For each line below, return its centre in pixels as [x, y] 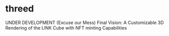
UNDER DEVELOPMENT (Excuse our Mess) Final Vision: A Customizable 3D [84, 22]
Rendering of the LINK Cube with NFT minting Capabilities [66, 27]
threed [20, 9]
